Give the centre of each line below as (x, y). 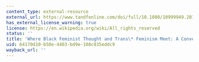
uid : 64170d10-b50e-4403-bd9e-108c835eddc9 (61, 45)
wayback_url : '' (26, 50)
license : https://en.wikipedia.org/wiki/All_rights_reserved (83, 28)
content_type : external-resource (47, 12)
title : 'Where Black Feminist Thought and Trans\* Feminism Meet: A (92, 39)
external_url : (24, 17)
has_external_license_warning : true (51, 22)
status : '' (20, 34)
